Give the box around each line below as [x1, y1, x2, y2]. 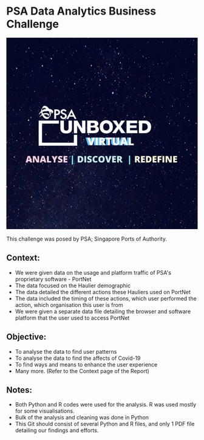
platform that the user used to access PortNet [15, 314, 130, 321]
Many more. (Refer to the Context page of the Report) [15, 367, 150, 374]
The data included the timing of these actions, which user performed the [15, 295, 197, 302]
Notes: [6, 385, 32, 395]
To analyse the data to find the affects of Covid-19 [15, 354, 141, 362]
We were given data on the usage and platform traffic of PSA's [15, 269, 172, 276]
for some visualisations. [15, 407, 75, 414]
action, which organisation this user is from [15, 301, 123, 308]
